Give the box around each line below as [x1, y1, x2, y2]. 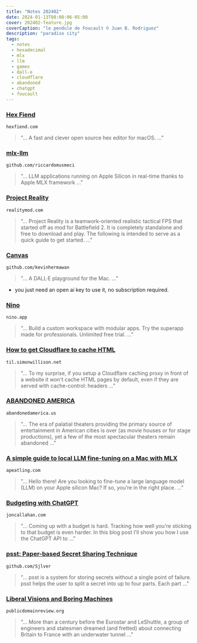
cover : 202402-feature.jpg [6, 19, 72, 25]
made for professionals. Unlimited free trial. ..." [20, 331, 134, 338]
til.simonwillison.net [6, 359, 62, 365]
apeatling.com [6, 468, 41, 474]
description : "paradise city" [6, 31, 81, 37]
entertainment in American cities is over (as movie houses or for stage [20, 426, 191, 434]
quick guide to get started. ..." [20, 236, 93, 243]
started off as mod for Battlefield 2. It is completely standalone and [20, 224, 183, 231]
